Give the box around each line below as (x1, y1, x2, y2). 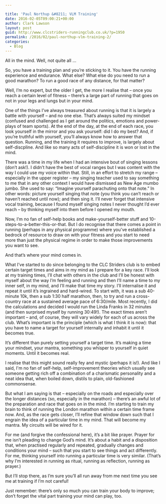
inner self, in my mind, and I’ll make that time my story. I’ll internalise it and (5, 282, 157, 288)
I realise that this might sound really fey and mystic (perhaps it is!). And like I (5, 360, 161, 366)
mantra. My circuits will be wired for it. (5, 422, 83, 428)
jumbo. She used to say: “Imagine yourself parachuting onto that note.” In (5, 185, 155, 191)
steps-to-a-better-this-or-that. (5, 221, 68, 227)
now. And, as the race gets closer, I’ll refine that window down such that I (5, 411, 154, 417)
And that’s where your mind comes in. (5, 252, 83, 258)
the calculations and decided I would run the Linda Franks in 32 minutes (5, 303, 152, 310)
